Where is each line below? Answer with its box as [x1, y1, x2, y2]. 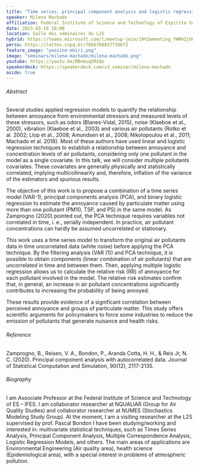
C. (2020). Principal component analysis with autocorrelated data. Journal [6, 356, 187, 363]
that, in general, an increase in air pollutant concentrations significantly [6, 280, 179, 288]
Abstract [6, 87, 28, 95]
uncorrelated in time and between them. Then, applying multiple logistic [6, 262, 182, 269]
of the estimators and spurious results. [6, 176, 101, 183]
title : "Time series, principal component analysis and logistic [6, 8, 171, 15]
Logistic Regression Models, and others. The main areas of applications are [6, 438, 191, 446]
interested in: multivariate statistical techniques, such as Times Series [6, 425, 176, 433]
